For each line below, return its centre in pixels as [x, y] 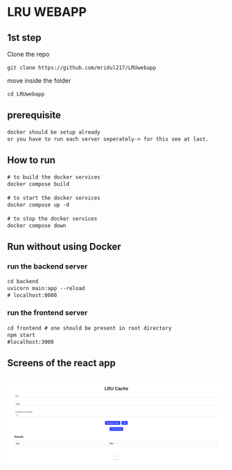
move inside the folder [39, 81]
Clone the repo [28, 54]
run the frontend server [47, 313]
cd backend [23, 282]
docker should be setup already [54, 132]
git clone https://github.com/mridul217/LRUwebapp [82, 68]
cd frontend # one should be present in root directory [89, 328]
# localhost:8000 [32, 296]
